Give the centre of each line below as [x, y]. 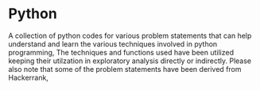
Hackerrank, [29, 77]
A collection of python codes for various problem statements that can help [130, 36]
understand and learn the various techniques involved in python [113, 43]
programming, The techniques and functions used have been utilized [121, 52]
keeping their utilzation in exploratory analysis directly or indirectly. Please [130, 61]
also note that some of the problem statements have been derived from [125, 69]
